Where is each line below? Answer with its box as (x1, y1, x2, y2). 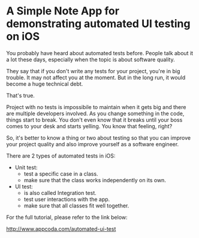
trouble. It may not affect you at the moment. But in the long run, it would (6, 74, 186, 81)
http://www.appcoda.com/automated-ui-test (6, 225, 116, 232)
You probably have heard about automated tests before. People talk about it (6, 49, 194, 56)
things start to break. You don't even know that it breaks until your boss (6, 116, 183, 123)
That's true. (6, 92, 35, 99)
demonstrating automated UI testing (6, 17, 191, 31)
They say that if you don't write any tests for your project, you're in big (6, 67, 180, 74)
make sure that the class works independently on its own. (23, 176, 167, 183)
